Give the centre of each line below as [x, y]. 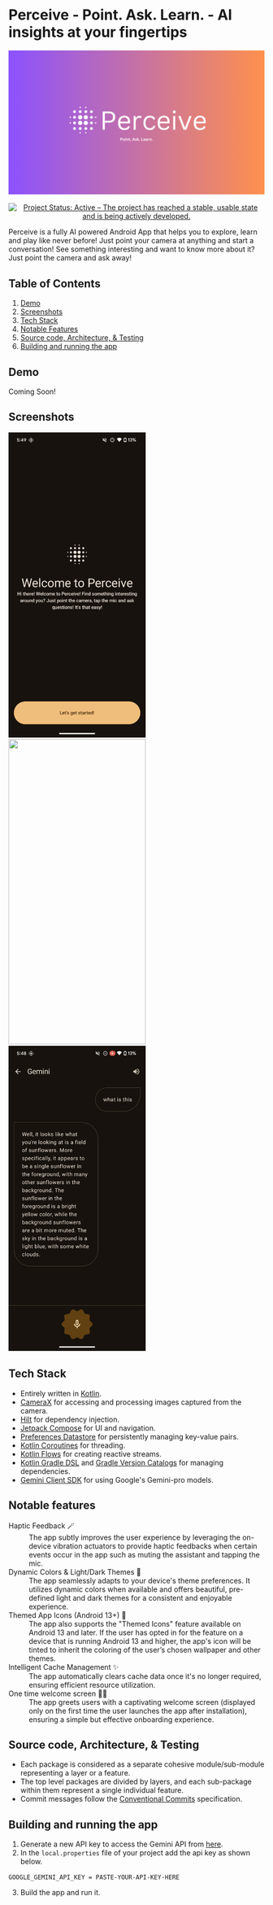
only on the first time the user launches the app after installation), [138, 1711]
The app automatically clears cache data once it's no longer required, [145, 1676]
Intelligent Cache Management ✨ [64, 1667]
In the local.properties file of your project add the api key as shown [135, 1853]
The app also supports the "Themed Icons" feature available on [135, 1623]
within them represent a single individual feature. [102, 1790]
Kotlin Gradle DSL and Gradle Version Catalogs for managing [122, 1462]
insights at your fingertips [98, 32]
